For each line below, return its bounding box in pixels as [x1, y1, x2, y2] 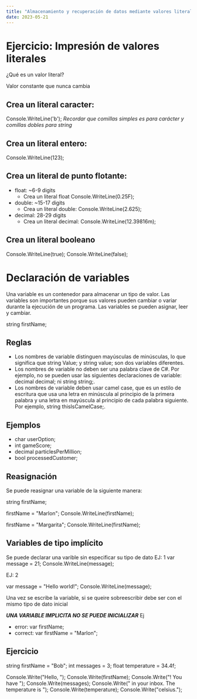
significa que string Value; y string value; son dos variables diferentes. [14, 359, 185, 367]
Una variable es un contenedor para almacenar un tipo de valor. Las [6, 290, 170, 297]
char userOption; [14, 436, 56, 443]
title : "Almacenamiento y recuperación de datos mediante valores [6, 8, 172, 15]
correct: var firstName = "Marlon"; [14, 629, 98, 636]
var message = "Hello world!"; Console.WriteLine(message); [6, 583, 152, 590]
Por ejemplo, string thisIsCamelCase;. [14, 403, 106, 410]
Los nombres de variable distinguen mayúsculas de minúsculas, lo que [14, 353, 186, 360]
